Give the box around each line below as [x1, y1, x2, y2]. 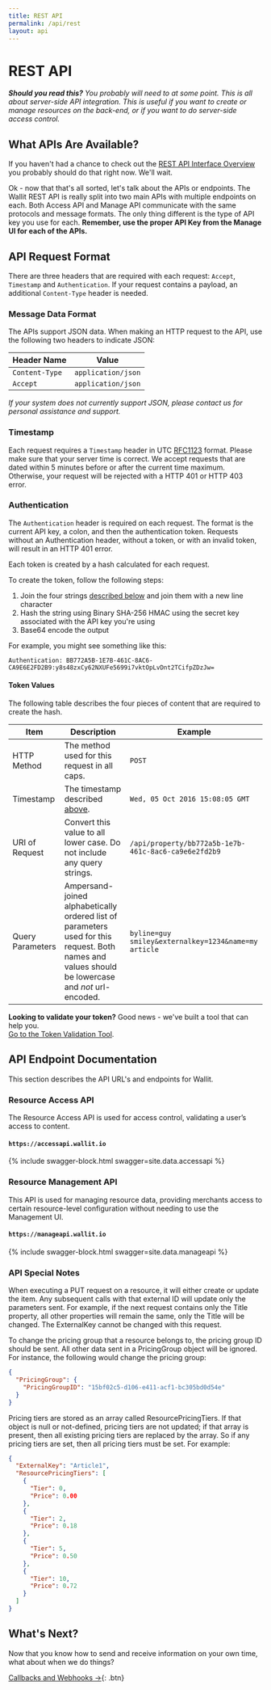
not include [64, 847, 107, 858]
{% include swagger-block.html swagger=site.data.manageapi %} [8, 1246, 228, 1257]
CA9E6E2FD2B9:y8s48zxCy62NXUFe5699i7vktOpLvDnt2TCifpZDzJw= [8, 664, 215, 672]
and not [64, 981, 94, 993]
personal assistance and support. [8, 407, 121, 416]
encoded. [64, 992, 101, 1003]
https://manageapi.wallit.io [8, 1230, 106, 1239]
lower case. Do [64, 837, 121, 849]
